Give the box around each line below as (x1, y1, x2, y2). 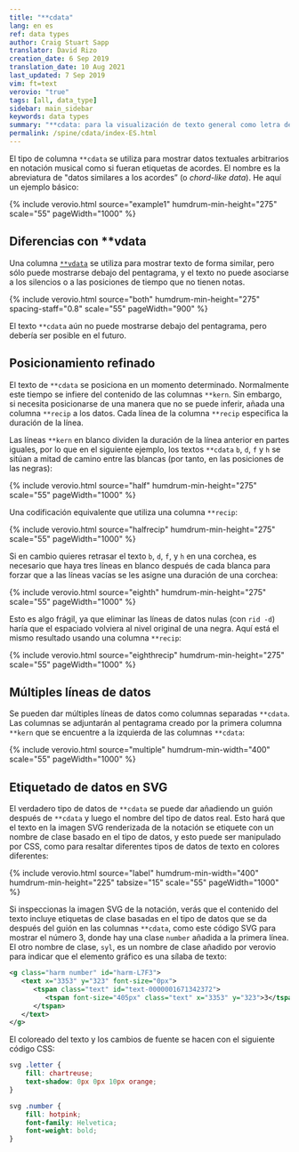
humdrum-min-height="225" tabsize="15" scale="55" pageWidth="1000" (9, 877, 279, 888)
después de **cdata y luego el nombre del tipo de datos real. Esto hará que (9, 813, 286, 824)
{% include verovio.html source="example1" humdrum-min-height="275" (9, 198, 278, 209)
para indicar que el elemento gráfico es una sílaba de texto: (9, 951, 227, 962)
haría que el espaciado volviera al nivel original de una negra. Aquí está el (9, 623, 279, 633)
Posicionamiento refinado (9, 356, 156, 371)
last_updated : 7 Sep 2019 (9, 71, 105, 80)
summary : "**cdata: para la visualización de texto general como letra (9, 121, 280, 130)
